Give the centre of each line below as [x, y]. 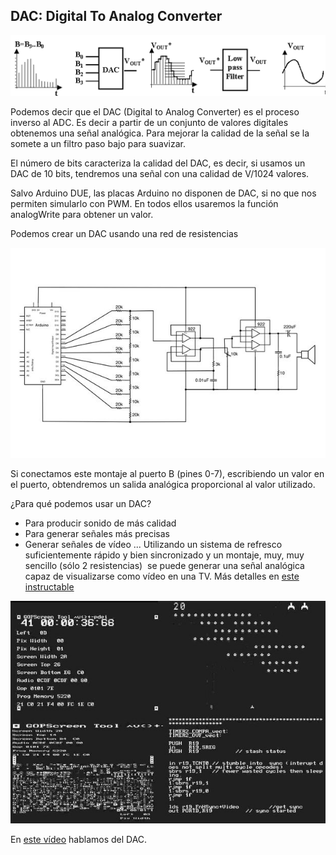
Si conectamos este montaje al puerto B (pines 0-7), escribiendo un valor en [167, 473]
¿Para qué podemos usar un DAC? [81, 503]
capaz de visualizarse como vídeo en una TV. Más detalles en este [162, 576]
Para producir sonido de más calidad [100, 523]
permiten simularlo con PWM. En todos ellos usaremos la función [144, 204]
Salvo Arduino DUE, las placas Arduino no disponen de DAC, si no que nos [163, 193]
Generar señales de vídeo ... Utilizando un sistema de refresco [153, 544]
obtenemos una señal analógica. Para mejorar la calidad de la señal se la [160, 133]
